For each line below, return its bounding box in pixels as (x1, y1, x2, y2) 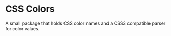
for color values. (5, 25, 40, 31)
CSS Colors (5, 3, 55, 15)
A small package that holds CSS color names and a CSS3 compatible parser (5, 20, 166, 26)
